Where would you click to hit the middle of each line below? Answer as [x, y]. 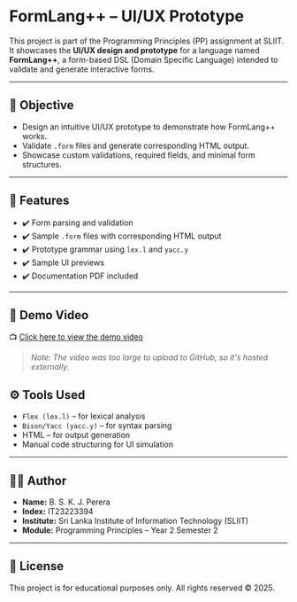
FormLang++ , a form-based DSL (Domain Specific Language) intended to [144, 59]
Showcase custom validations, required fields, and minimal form [139, 155]
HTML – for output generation [76, 435]
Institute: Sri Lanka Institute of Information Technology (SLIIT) [135, 521]
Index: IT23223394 [58, 511]
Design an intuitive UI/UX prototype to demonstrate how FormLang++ [148, 127]
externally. [50, 367]
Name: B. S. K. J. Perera [66, 502]
